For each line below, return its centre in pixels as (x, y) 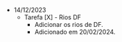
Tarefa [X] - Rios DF (52, 17)
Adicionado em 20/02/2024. (75, 32)
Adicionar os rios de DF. (69, 24)
